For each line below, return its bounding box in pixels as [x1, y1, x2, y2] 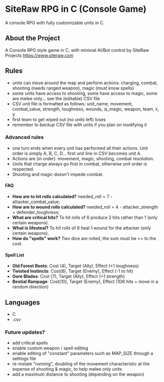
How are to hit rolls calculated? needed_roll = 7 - [12, 194, 113, 200]
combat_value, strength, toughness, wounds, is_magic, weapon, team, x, [12, 106, 160, 112]
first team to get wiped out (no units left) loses [12, 116, 106, 122]
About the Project [5, 34, 60, 42]
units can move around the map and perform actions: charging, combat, [12, 80, 158, 86]
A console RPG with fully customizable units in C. [5, 20, 105, 26]
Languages [5, 298, 40, 307]
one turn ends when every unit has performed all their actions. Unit [12, 145, 148, 151]
